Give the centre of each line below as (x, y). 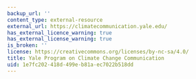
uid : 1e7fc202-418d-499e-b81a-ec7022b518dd (70, 65)
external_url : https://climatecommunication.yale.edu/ (87, 26)
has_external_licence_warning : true (59, 33)
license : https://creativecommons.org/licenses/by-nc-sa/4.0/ (98, 52)
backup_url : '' (29, 13)
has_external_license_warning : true (59, 39)
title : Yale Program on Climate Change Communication (86, 58)
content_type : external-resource (55, 20)
